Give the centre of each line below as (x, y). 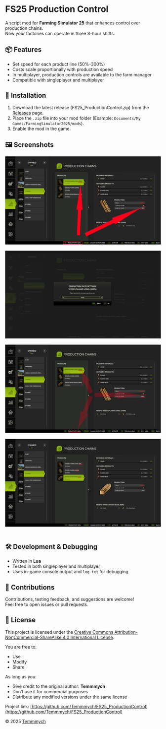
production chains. (24, 28)
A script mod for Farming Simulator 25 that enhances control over (73, 23)
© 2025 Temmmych (25, 721)
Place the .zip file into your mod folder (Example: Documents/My (76, 118)
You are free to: (21, 647)
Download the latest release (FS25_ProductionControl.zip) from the (81, 107)
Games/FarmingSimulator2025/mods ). (48, 123)
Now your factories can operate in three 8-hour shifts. (60, 33)
